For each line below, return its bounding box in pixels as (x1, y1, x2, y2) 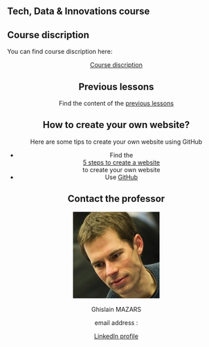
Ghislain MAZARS (91, 305, 142, 313)
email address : (94, 318, 138, 327)
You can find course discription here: (7, 48, 113, 56)
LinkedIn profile (94, 332, 138, 340)
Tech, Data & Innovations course (7, 6, 150, 17)
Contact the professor (67, 193, 165, 205)
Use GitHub (104, 173, 138, 181)
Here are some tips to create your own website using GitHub (30, 138, 203, 146)
